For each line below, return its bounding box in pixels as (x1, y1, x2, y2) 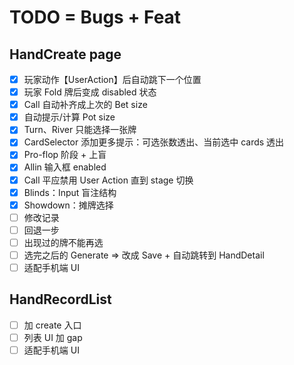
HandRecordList (9, 291, 112, 308)
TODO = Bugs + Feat (9, 6, 182, 29)
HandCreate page (9, 46, 122, 63)
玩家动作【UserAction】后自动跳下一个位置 (23, 74, 202, 85)
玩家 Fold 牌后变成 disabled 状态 (23, 86, 157, 98)
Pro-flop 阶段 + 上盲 (23, 149, 107, 161)
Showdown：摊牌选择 (23, 199, 114, 211)
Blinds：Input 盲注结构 (23, 186, 117, 198)
